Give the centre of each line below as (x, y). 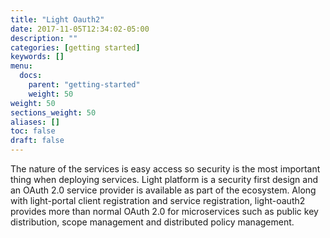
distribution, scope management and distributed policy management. (152, 222)
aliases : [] (35, 122)
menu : (21, 66)
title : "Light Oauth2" (57, 19)
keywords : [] (37, 57)
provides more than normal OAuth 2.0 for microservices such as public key (164, 211)
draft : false (37, 141)
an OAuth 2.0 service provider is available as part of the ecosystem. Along (163, 190)
